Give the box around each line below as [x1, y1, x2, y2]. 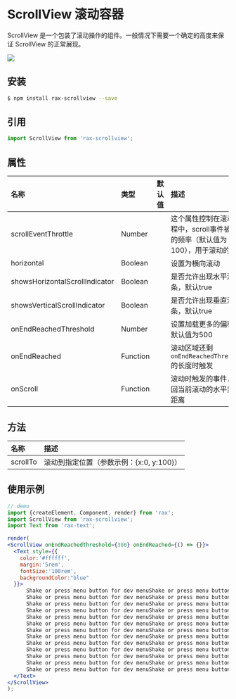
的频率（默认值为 [171, 235, 228, 245]
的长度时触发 [171, 360, 214, 370]
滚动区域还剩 [171, 343, 214, 353]
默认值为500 [171, 330, 213, 340]
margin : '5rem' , [20, 561, 65, 568]
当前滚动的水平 [178, 384, 228, 394]
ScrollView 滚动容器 [7, 6, 124, 23]
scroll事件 [192, 225, 224, 234]
